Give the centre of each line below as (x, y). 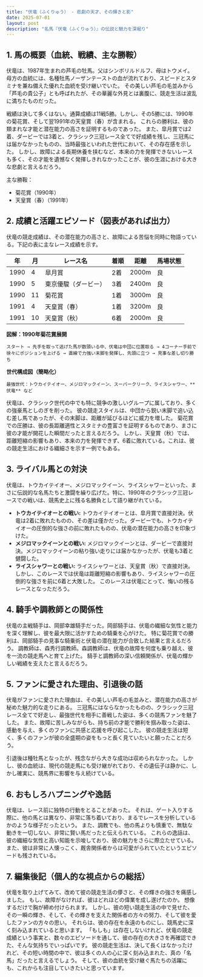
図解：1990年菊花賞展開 (37, 334)
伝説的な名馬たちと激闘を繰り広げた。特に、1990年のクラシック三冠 (102, 492)
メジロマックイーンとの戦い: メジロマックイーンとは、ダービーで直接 (101, 543)
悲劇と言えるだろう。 (38, 167)
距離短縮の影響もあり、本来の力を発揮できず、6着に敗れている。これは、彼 (101, 441)
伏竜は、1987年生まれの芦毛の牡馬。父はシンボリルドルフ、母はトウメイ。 (100, 71)
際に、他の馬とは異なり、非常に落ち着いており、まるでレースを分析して (96, 818)
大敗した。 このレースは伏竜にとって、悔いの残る (133, 581)
